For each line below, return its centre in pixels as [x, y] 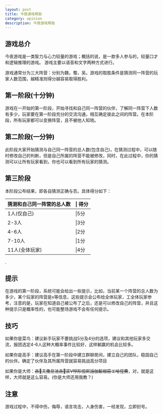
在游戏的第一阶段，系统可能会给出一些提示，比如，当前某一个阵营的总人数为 [81, 291]
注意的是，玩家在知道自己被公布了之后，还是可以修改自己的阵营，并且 [83, 303]
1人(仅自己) [21, 214]
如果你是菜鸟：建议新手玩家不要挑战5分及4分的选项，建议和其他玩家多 [76, 338]
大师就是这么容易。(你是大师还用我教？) [53, 377]
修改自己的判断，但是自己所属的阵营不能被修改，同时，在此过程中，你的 [81, 155]
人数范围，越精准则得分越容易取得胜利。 [49, 79]
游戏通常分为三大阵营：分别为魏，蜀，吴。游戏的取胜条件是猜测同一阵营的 [79, 73]
